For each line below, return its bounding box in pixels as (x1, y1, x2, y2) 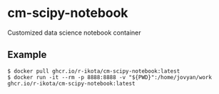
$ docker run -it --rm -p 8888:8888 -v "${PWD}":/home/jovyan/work (7, 74, 213, 81)
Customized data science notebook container (7, 28, 141, 37)
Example (7, 49, 47, 61)
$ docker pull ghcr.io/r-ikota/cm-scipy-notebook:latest (7, 67, 180, 75)
